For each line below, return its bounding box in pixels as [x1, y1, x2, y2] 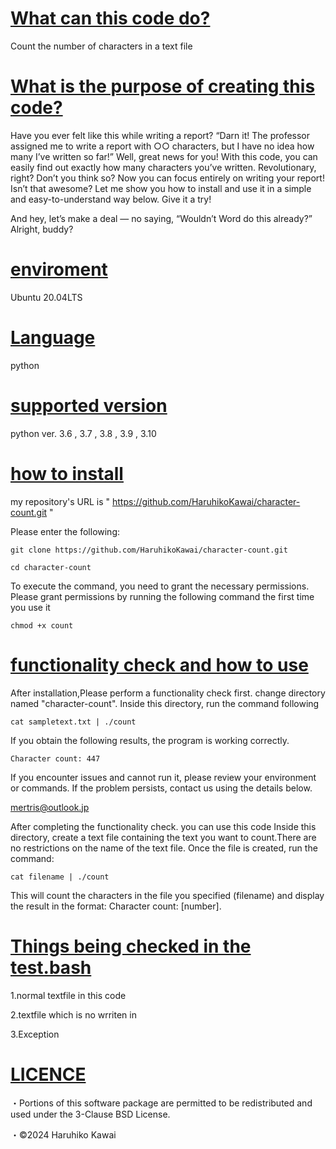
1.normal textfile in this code [10, 989, 127, 1001]
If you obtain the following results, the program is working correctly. [10, 734, 290, 746]
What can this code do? [10, 7, 211, 30]
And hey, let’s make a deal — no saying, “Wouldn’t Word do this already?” [10, 212, 313, 224]
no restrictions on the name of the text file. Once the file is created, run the [10, 842, 318, 854]
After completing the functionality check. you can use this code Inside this [10, 820, 317, 832]
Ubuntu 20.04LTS [10, 291, 83, 303]
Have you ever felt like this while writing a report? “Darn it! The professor [10, 129, 311, 141]
